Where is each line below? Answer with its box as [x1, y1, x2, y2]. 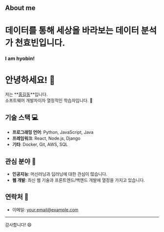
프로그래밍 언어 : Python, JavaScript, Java [12, 129, 94, 135]
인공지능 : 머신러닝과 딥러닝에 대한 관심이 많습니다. [12, 171, 107, 177]
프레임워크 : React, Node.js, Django [12, 135, 81, 141]
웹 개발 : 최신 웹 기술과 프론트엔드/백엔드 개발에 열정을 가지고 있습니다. [12, 177, 145, 183]
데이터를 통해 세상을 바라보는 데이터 [5, 25, 139, 36]
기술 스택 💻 [5, 113, 39, 122]
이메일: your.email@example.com [12, 207, 79, 212]
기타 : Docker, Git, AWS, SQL [12, 142, 68, 148]
